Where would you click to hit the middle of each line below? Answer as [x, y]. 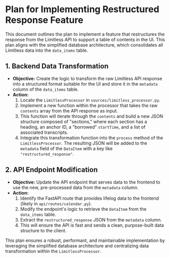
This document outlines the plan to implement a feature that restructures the [85, 34]
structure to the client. [43, 230]
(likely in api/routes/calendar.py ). [56, 203]
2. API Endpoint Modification [52, 170]
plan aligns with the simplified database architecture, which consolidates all [84, 45]
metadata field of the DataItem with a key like [66, 149]
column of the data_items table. [46, 89]
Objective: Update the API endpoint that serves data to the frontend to [87, 182]
